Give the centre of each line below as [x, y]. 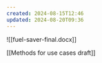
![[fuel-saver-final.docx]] [42, 39]
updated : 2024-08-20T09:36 [45, 20]
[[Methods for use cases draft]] [51, 53]
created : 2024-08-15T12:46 [45, 13]
